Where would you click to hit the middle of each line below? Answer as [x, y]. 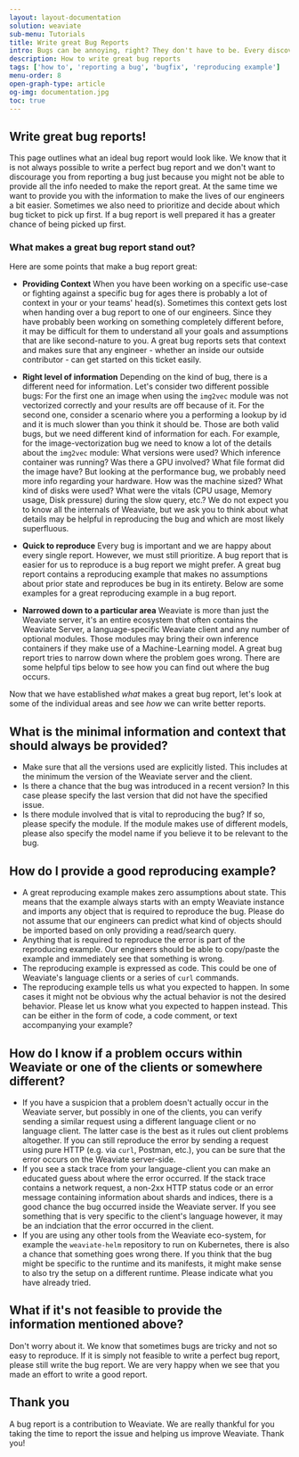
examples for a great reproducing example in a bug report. [129, 593]
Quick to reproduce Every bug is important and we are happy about [146, 546]
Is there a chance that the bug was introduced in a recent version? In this [156, 786]
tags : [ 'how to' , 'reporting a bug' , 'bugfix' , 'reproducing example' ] [145, 68]
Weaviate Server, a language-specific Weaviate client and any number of [156, 630]
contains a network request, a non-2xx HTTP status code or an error [148, 1188]
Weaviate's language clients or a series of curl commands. [130, 978]
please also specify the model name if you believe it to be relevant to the [155, 834]
